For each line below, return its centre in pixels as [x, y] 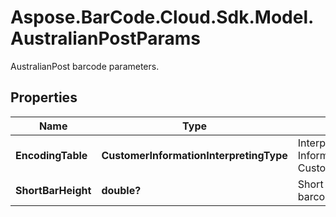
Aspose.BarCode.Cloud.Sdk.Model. [162, 17]
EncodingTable [51, 155]
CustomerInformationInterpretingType [194, 155]
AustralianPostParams [106, 38]
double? [121, 190]
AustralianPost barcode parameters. [85, 66]
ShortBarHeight [53, 190]
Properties [44, 97]
